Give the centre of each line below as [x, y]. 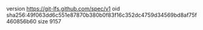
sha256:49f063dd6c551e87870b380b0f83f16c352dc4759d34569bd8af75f [102, 15]
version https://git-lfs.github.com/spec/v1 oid [63, 9]
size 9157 [50, 21]
